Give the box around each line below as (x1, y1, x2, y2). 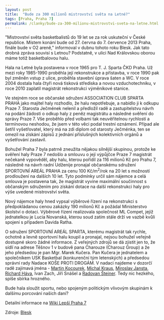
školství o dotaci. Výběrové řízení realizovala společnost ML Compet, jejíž (5, 209, 154, 214)
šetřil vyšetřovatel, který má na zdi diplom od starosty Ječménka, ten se (5, 126, 150, 133)
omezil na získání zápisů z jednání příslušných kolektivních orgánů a (5, 132, 143, 137)
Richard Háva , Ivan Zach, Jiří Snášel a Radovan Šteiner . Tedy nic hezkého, (5, 270, 155, 276)
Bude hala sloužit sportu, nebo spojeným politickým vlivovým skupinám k (5, 285, 153, 291)
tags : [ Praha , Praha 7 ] (5, 16, 54, 21)
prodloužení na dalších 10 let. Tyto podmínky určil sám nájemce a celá (5, 173, 146, 179)
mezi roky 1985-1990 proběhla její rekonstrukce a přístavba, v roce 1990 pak (5, 70, 160, 76)
